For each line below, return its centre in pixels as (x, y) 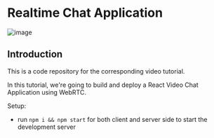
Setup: (17, 106)
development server (46, 127)
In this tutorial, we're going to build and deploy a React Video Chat (103, 85)
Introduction (35, 54)
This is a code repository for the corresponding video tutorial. (96, 71)
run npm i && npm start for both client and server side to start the (113, 119)
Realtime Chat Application (85, 13)
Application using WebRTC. (47, 92)
